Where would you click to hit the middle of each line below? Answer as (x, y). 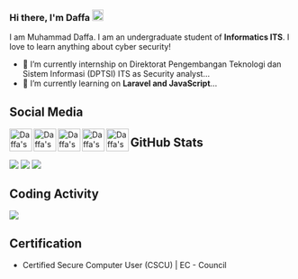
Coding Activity (54, 194)
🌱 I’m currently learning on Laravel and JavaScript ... (120, 84)
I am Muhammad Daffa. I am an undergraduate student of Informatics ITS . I (149, 37)
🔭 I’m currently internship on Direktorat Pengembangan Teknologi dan (152, 64)
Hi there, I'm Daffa (50, 17)
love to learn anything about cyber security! (90, 47)
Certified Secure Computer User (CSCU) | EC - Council (124, 265)
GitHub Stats (167, 143)
